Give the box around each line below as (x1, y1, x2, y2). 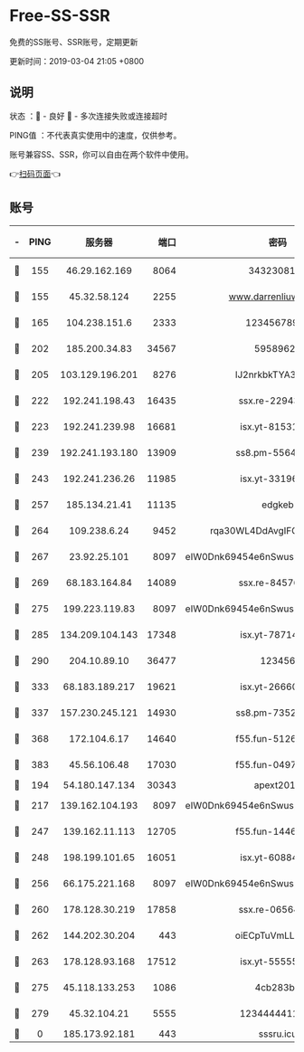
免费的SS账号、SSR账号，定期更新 (9, 36, 138, 47)
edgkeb (261, 498, 294, 511)
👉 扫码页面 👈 (9, 168, 62, 179)
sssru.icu (258, 1028, 298, 1040)
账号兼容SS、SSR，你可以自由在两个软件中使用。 (9, 148, 194, 159)
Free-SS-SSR (9, 5, 110, 26)
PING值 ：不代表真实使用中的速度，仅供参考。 (9, 129, 182, 140)
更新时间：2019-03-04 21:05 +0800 (9, 55, 145, 66)
